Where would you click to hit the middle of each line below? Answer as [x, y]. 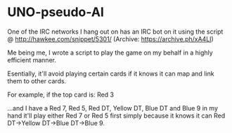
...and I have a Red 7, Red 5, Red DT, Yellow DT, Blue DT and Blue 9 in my [113, 108]
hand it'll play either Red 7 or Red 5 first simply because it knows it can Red [116, 115]
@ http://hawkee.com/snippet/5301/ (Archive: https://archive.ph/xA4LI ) [111, 38]
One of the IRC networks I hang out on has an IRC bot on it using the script [115, 31]
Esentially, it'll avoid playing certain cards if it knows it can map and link [111, 73]
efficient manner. [32, 59]
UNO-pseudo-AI [56, 12]
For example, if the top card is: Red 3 [61, 94]
